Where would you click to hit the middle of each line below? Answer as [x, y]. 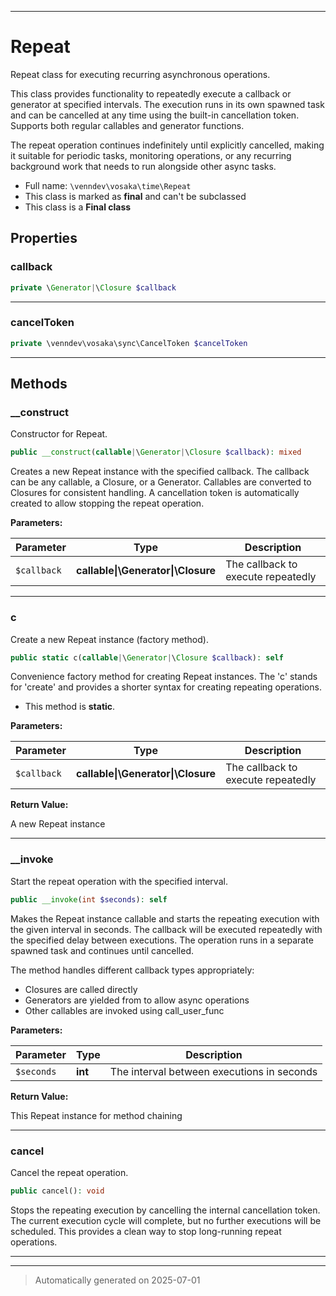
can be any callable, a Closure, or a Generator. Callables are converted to [161, 482]
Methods [39, 384]
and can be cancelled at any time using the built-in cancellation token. [155, 115]
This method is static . [70, 707]
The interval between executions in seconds [213, 1071]
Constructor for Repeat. [59, 434]
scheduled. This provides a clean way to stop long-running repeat [146, 1231]
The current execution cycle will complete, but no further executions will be [166, 1220]
